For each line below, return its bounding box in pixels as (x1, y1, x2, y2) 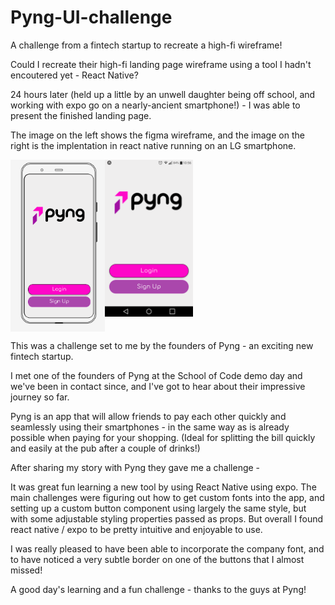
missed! (10, 564, 43, 576)
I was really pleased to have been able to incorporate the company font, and (10, 542, 325, 555)
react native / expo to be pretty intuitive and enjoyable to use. (10, 523, 263, 535)
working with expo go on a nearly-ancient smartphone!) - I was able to (10, 99, 301, 111)
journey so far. (10, 391, 70, 403)
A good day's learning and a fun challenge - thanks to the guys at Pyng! (10, 583, 307, 595)
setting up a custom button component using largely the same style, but (10, 502, 307, 514)
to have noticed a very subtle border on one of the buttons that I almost (10, 553, 305, 565)
